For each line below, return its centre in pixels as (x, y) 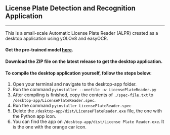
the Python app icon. (34, 116)
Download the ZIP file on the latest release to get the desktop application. (84, 61)
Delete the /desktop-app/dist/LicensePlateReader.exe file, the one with (87, 111)
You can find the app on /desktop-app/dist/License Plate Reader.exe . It (88, 122)
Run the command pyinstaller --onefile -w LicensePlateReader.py (84, 90)
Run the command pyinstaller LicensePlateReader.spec (72, 106)
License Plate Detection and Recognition (70, 8)
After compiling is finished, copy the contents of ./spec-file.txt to (83, 95)
